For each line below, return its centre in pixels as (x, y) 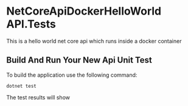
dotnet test (21, 86)
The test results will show (38, 97)
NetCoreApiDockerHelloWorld (84, 11)
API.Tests (31, 24)
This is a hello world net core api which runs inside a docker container (94, 41)
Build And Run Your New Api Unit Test (79, 60)
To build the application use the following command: (72, 75)
